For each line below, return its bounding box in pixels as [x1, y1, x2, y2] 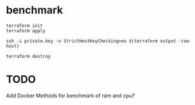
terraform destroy [6, 53, 51, 59]
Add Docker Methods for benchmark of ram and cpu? [6, 92, 135, 99]
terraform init [6, 23, 43, 29]
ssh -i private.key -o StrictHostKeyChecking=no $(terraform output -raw [6, 38, 190, 44]
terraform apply [6, 27, 46, 34]
